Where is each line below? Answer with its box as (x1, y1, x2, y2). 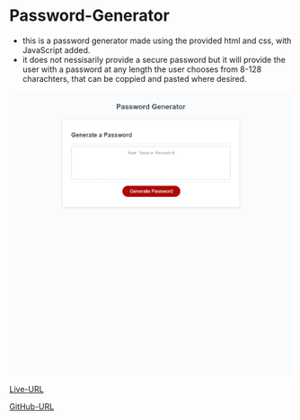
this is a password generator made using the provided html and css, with (22, 35, 292, 46)
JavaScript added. (22, 44, 91, 55)
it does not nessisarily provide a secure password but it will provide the (22, 54, 286, 65)
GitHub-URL (9, 401, 55, 412)
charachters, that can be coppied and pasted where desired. (22, 73, 247, 84)
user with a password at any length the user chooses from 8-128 (22, 64, 262, 75)
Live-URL (9, 384, 44, 395)
